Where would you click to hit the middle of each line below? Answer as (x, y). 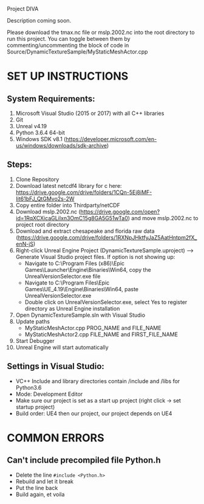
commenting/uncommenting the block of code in (68, 45)
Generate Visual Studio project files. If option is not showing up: (95, 257)
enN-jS (25, 244)
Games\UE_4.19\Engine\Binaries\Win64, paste (82, 289)
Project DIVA (23, 9)
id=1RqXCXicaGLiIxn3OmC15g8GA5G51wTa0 (72, 218)
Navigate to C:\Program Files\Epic (67, 283)
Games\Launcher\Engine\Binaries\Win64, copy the (88, 269)
